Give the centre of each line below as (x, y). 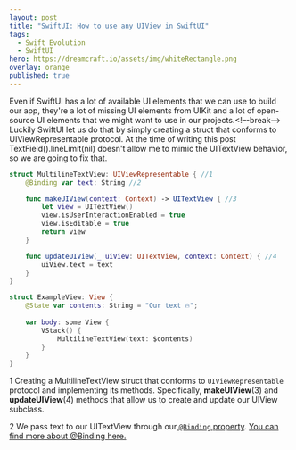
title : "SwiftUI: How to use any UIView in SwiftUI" (109, 26)
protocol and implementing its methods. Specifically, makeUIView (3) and (144, 390)
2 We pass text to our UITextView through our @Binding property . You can (144, 427)
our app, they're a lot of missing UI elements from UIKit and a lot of (132, 110)
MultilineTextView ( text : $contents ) (125, 339)
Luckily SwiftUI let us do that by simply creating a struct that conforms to (143, 129)
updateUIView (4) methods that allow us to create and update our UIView (144, 400)
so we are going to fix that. (58, 158)
